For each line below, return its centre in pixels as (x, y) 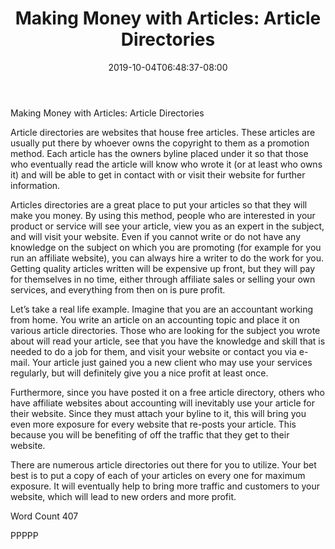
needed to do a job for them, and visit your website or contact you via (153, 351)
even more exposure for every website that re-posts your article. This (153, 424)
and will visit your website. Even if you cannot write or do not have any (155, 236)
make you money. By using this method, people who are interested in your (163, 215)
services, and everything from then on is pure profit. (118, 289)
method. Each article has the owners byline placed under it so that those (159, 153)
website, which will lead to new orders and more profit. (123, 496)
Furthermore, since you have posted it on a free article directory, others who (167, 392)
